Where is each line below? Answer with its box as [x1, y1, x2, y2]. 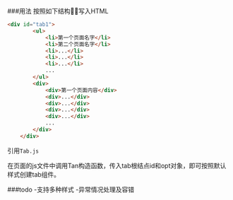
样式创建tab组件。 [7, 170, 61, 179]
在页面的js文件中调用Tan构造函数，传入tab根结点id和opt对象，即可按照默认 [7, 161, 227, 170]
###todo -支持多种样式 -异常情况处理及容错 [7, 185, 135, 194]
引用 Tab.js [7, 146, 39, 155]
